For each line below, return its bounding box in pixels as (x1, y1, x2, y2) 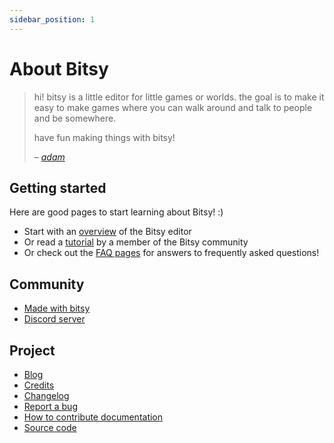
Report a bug (23, 401, 78, 412)
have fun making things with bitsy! (33, 131, 176, 143)
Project (9, 342, 56, 359)
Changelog (23, 390, 70, 401)
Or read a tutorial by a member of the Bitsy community (23, 236, 249, 248)
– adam (33, 151, 66, 163)
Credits (23, 379, 55, 391)
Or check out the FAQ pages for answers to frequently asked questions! (23, 247, 320, 259)
